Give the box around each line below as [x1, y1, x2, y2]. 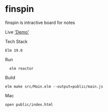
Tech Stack [5, 38, 28, 45]
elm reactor [9, 66, 34, 71]
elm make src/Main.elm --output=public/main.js [5, 84, 104, 89]
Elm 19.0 [5, 48, 23, 53]
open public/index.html [5, 102, 54, 107]
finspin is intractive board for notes [5, 20, 75, 25]
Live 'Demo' [5, 29, 29, 35]
